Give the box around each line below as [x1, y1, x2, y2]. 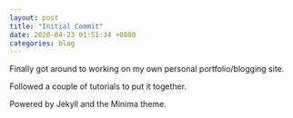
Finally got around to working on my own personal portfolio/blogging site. [9, 64, 285, 74]
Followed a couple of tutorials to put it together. [9, 81, 187, 92]
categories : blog [9, 38, 76, 48]
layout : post [9, 13, 59, 23]
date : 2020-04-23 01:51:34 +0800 [9, 30, 136, 39]
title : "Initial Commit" [9, 22, 104, 31]
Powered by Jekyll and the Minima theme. [9, 99, 167, 110]
